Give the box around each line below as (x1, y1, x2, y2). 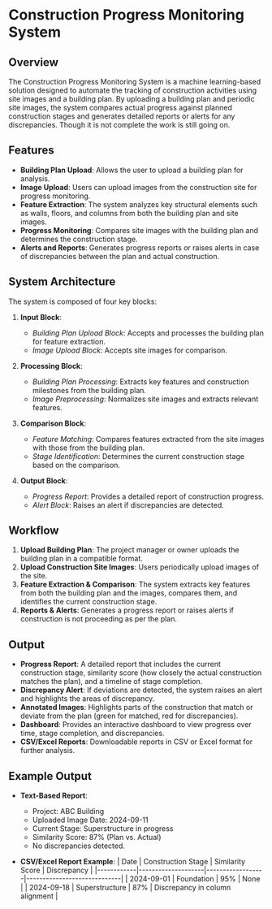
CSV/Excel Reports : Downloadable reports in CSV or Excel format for (19, 737, 253, 747)
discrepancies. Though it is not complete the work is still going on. (8, 120, 231, 129)
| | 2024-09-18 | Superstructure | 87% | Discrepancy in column (19, 883, 231, 893)
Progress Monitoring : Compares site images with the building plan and (19, 225, 258, 235)
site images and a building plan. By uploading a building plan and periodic (8, 94, 255, 103)
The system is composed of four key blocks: (8, 297, 157, 306)
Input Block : (19, 312, 63, 322)
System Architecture (8, 275, 116, 289)
